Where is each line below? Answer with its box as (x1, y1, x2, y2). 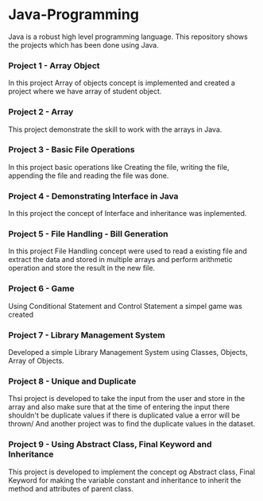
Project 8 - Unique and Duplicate (8, 376, 137, 387)
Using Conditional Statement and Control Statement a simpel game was (8, 301, 242, 310)
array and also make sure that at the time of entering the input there (8, 403, 230, 412)
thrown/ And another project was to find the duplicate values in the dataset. (8, 419, 256, 429)
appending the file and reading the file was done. (8, 171, 169, 180)
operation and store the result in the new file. (8, 264, 156, 273)
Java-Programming (8, 6, 139, 24)
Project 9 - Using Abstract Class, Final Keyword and (8, 439, 212, 450)
